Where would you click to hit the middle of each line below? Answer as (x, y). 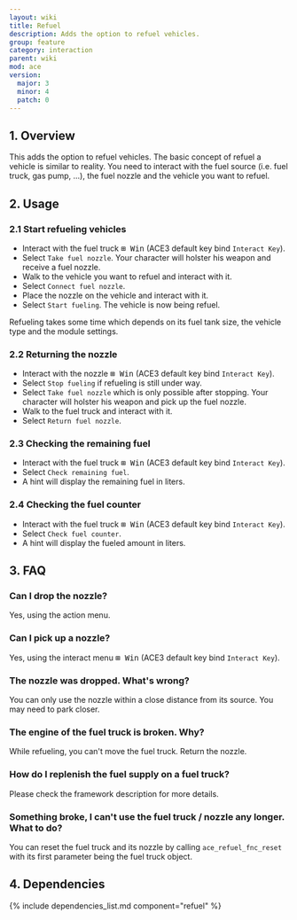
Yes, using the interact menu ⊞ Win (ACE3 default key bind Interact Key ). (145, 658)
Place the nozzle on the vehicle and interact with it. (115, 295)
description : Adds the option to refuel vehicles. (105, 34)
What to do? (36, 828)
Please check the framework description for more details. (114, 793)
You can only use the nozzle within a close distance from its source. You (141, 700)
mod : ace (25, 67)
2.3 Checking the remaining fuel (80, 444)
